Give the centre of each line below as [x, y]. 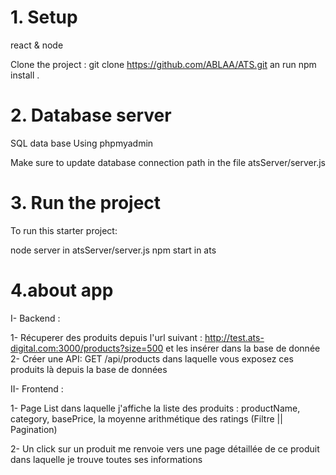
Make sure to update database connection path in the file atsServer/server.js [168, 162]
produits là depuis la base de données [89, 369]
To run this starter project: [64, 230]
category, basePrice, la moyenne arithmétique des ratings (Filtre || [146, 418]
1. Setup [44, 17]
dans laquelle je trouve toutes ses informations [106, 459]
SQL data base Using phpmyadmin [82, 143]
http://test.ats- [234, 337]
